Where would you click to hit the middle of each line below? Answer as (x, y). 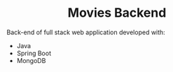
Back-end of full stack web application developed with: (86, 32)
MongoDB (31, 60)
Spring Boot (34, 53)
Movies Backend (117, 13)
